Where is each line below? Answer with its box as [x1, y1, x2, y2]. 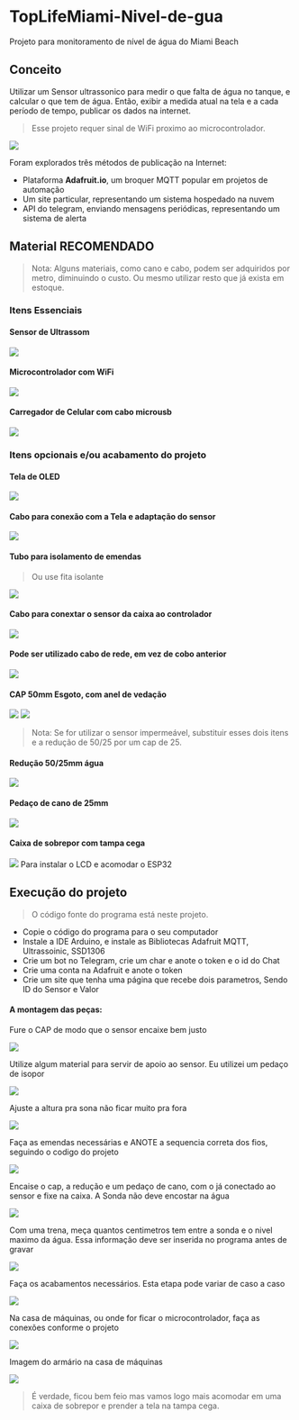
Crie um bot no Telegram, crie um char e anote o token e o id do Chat [22, 954, 281, 965]
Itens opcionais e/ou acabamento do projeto [9, 448, 207, 461]
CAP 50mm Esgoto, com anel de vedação [9, 689, 167, 700]
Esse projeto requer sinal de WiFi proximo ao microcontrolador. [31, 122, 266, 133]
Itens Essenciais [9, 304, 83, 317]
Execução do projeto [9, 885, 128, 900]
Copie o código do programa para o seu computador [22, 926, 219, 937]
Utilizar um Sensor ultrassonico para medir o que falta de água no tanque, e [9, 86, 291, 96]
